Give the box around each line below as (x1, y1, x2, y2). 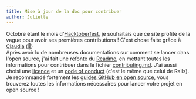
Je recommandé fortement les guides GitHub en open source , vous (6, 74, 169, 81)
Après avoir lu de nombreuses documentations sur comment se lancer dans (6, 49, 190, 56)
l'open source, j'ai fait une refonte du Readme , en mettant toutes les (6, 55, 170, 62)
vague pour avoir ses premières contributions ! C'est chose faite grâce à (6, 36, 181, 43)
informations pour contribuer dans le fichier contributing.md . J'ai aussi (6, 61, 177, 68)
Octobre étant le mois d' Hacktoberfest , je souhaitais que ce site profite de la (6, 30, 191, 37)
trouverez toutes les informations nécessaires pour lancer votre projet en (6, 80, 183, 87)
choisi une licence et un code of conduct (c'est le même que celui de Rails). (6, 67, 190, 74)
